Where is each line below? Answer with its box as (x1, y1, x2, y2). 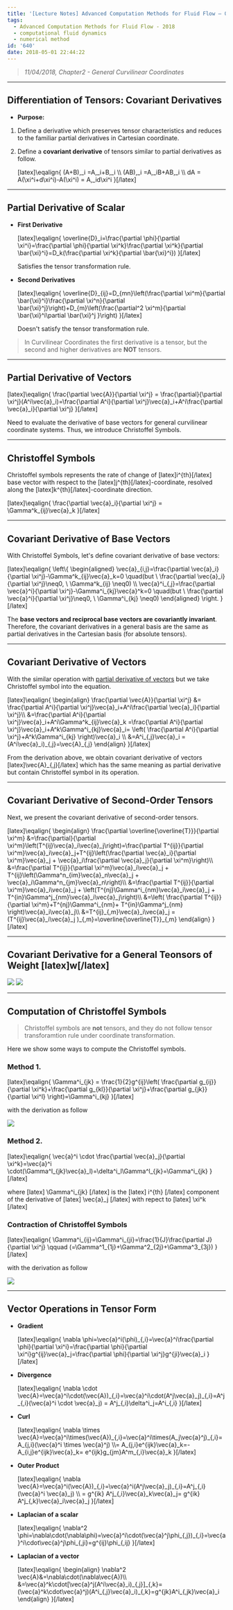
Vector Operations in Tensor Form (7, 1303, 157, 1315)
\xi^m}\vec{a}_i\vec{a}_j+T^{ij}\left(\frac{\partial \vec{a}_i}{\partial (7, 848, 196, 857)
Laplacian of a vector (17, 1552, 80, 1560)
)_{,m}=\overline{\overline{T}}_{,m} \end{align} (76, 915, 211, 923)
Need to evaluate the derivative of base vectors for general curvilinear (7, 418, 208, 427)
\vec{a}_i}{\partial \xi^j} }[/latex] (7, 405, 98, 413)
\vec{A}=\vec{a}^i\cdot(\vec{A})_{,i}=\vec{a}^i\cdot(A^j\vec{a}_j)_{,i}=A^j (17, 1391, 225, 1400)
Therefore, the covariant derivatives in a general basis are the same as (7, 622, 209, 631)
